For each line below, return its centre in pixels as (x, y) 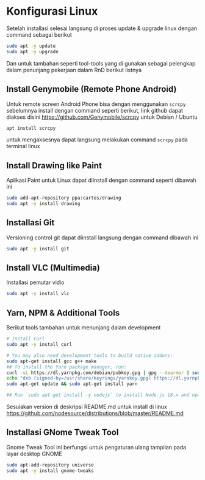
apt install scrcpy (31, 128)
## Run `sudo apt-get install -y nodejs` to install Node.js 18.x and (98, 395)
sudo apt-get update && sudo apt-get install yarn (72, 384)
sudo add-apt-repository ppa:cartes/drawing (64, 198)
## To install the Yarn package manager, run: (67, 367)
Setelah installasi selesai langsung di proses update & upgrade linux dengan (102, 28)
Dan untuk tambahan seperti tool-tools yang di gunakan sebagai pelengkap (101, 63)
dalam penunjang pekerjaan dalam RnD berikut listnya (74, 70)
